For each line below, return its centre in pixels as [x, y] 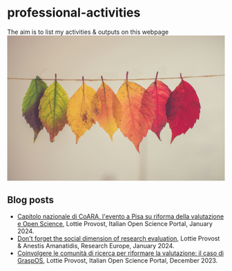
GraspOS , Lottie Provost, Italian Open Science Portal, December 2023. [117, 261]
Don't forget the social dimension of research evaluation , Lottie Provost [118, 239]
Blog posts [30, 200]
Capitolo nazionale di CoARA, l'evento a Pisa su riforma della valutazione [120, 216]
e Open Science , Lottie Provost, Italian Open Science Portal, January [115, 224]
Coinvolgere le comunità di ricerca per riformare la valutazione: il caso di [120, 253]
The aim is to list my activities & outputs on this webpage [88, 32]
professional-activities [74, 13]
